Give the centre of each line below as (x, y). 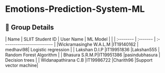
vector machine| (22, 65)
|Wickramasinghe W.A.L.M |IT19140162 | (98, 44)
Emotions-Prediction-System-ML (75, 9)
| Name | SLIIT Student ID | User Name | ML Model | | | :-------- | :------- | (80, 39)
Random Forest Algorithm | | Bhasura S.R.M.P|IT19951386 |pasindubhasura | (83, 55)
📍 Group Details (30, 27)
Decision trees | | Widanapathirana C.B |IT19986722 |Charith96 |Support (79, 60)
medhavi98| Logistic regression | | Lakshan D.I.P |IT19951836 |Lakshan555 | (82, 50)
